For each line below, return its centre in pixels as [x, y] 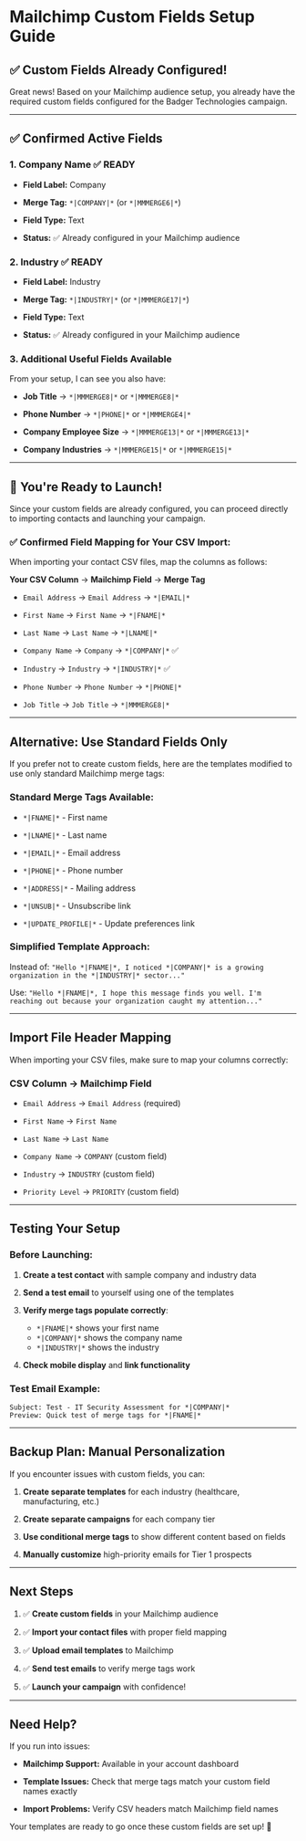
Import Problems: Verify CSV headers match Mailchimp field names [151, 1809]
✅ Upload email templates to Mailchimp [98, 1650]
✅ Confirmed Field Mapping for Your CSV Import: [120, 542]
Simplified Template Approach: [80, 947]
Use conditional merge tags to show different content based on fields [154, 1536]
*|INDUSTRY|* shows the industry [97, 1347]
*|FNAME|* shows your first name [97, 1328]
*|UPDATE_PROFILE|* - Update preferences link [109, 923]
